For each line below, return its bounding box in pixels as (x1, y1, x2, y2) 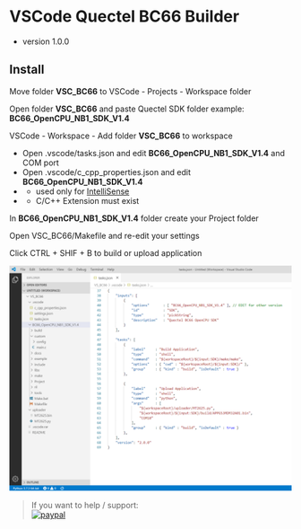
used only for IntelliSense (35, 186, 130, 197)
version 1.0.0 (21, 36, 70, 47)
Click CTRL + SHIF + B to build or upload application (9, 247, 202, 258)
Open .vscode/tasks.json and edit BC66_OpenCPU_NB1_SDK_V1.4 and (21, 147, 285, 158)
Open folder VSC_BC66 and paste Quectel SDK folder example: (9, 103, 245, 114)
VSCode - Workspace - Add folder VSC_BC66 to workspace (9, 130, 233, 141)
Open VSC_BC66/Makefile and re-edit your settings (9, 230, 200, 241)
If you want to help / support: (30, 500, 139, 511)
